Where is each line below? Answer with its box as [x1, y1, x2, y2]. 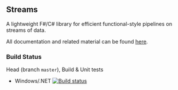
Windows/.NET [14, 78, 51, 85]
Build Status [6, 52, 42, 61]
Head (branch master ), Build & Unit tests [6, 66, 103, 73]
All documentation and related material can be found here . [6, 38, 148, 45]
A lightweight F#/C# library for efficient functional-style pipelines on [6, 20, 173, 27]
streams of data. [6, 26, 46, 34]
